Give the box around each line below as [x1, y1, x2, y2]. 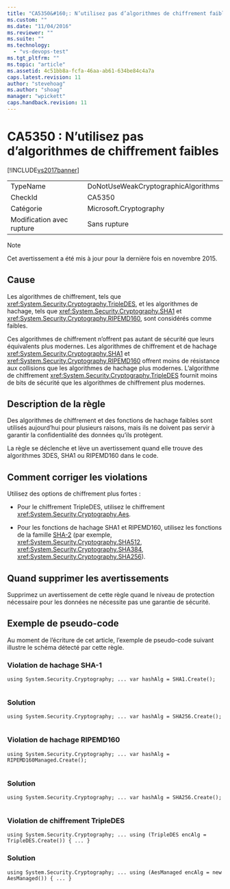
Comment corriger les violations [7, 471, 148, 483]
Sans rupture [87, 219, 129, 228]
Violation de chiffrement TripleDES [7, 816, 125, 825]
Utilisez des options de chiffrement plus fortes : [7, 489, 141, 498]
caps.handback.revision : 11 [7, 99, 88, 106]
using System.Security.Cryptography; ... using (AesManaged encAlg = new [7, 868, 222, 876]
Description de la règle [7, 398, 106, 410]
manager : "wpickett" [7, 93, 66, 100]
